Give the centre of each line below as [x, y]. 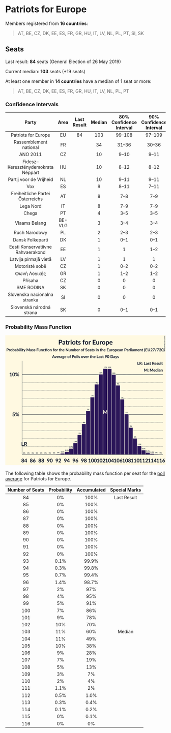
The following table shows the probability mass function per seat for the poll [85, 473]
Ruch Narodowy [30, 233]
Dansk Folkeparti [31, 239]
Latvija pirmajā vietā [31, 259]
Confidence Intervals [32, 104]
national [31, 147]
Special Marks [126, 490]
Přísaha [31, 280]
